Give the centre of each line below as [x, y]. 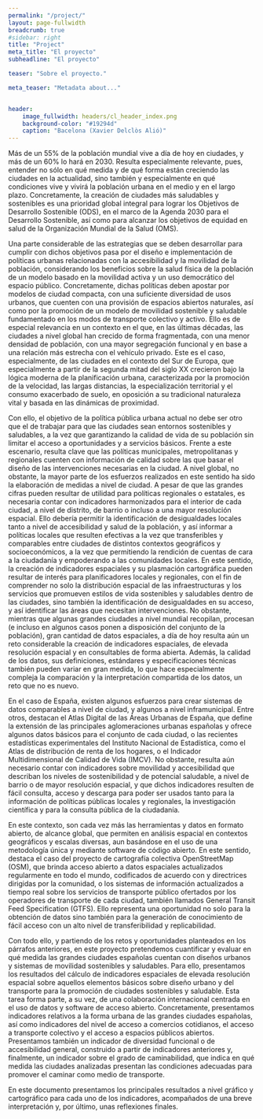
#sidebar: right [35, 37]
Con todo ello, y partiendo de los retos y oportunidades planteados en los [127, 941]
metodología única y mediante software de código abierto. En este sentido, [130, 850]
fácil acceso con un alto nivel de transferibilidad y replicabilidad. [112, 925]
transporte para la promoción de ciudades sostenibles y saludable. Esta [124, 991]
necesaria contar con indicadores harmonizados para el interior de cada [125, 502]
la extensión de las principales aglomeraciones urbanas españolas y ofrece [130, 726]
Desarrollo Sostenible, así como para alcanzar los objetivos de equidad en [128, 220]
